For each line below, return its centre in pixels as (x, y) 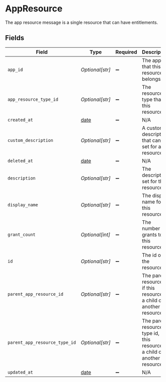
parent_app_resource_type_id (42, 342)
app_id (15, 69)
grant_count (22, 234)
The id (149, 255)
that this (151, 66)
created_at (20, 120)
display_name (23, 205)
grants (149, 235)
